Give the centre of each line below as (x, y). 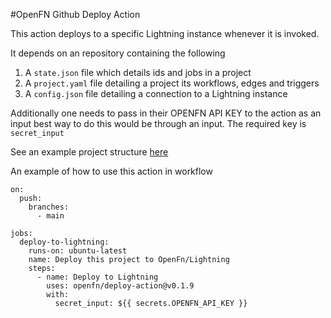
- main (50, 216)
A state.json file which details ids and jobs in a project (138, 72)
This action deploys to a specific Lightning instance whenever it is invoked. (165, 33)
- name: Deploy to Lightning (97, 277)
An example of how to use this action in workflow (111, 171)
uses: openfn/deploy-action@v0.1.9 (120, 286)
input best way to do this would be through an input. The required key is (158, 123)
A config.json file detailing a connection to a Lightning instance (156, 93)
